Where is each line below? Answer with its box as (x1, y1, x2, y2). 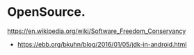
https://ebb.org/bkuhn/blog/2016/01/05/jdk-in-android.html (17, 40, 187, 48)
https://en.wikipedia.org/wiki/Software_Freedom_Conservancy (7, 27, 186, 35)
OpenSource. (7, 4, 86, 20)
